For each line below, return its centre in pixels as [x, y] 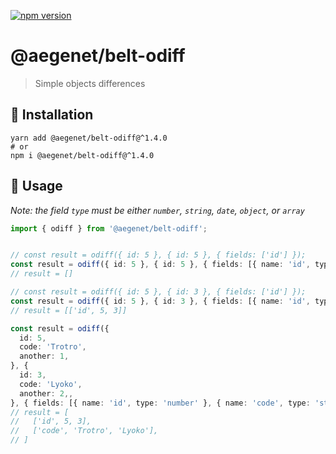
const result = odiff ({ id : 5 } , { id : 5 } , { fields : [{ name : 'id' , [160, 265]
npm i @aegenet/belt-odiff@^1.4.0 [82, 155]
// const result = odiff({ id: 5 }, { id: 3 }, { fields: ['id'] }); [158, 292]
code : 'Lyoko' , [51, 384]
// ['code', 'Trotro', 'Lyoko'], [84, 431]
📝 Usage [36, 186]
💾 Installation [52, 115]
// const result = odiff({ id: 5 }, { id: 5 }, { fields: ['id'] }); [158, 255]
